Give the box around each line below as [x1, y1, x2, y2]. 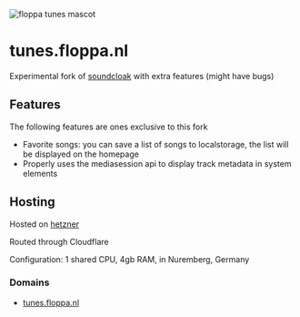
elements [22, 168, 58, 179]
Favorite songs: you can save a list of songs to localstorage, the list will [22, 138, 289, 149]
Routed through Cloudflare [9, 236, 109, 247]
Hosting [9, 194, 56, 210]
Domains [9, 276, 50, 289]
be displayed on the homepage [22, 148, 139, 159]
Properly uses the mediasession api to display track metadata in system [22, 158, 292, 169]
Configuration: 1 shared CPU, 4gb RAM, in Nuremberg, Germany [9, 253, 250, 264]
